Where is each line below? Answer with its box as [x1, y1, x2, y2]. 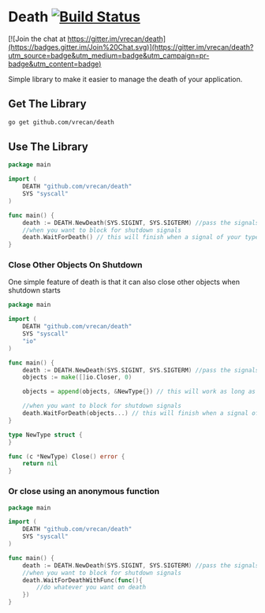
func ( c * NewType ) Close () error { [8, 452, 125, 461]
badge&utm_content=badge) [8, 59, 102, 69]
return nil [22, 460, 58, 468]
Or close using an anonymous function [8, 486, 160, 497]
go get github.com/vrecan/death [8, 118, 114, 126]
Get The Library [8, 97, 87, 110]
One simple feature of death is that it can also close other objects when [8, 277, 241, 287]
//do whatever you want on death [36, 584, 147, 592]
